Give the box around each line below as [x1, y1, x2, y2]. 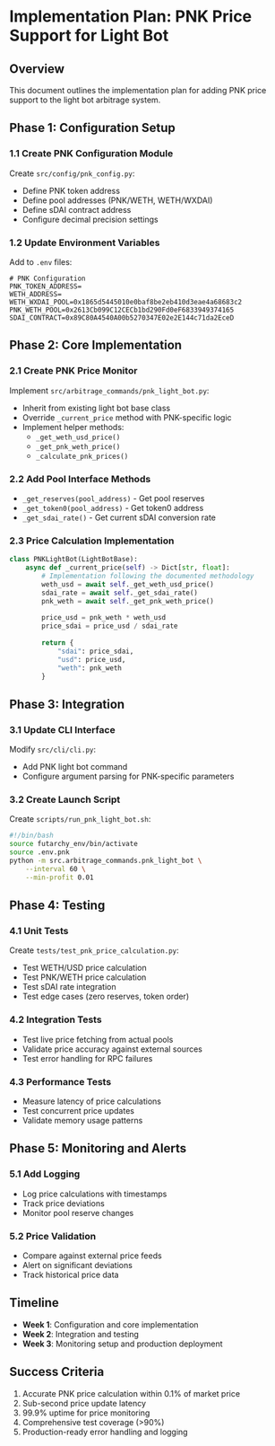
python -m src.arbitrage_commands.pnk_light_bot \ [9, 856, 202, 865]
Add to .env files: [9, 256, 73, 267]
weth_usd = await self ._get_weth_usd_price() [41, 579, 215, 589]
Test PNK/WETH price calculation [21, 972, 147, 983]
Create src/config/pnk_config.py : [9, 168, 135, 179]
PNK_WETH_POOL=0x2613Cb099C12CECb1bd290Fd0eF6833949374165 [9, 305, 235, 314]
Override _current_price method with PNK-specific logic [21, 411, 232, 423]
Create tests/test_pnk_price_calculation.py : [9, 945, 179, 956]
